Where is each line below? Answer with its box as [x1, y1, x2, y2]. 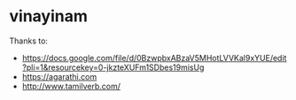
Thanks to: [9, 35, 49, 46]
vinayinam [9, 6, 89, 27]
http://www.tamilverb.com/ [21, 81, 121, 91]
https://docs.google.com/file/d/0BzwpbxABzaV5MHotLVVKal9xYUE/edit [21, 52, 287, 63]
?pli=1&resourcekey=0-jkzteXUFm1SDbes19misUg [21, 62, 205, 73]
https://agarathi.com [21, 71, 97, 81]
